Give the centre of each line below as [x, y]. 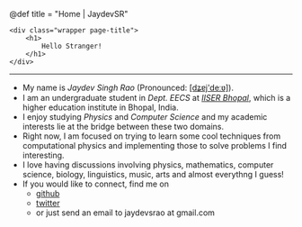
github [48, 193]
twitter [48, 203]
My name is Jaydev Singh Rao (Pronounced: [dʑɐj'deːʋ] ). [128, 87]
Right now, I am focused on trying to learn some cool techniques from [151, 136]
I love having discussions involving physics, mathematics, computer [148, 165]
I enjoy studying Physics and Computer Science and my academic [145, 117]
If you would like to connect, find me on [95, 184]
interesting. [43, 155]
